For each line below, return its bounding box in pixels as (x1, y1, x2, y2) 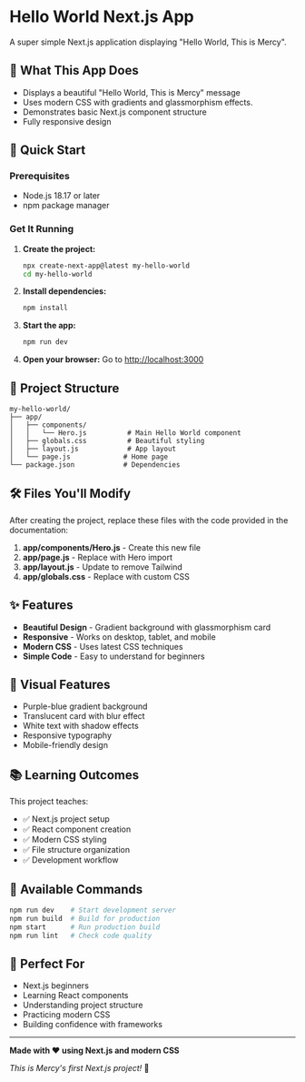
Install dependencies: (22, 286, 107, 297)
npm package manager (22, 200, 110, 211)
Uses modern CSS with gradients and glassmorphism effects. (22, 96, 253, 107)
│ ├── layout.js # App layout (9, 444, 177, 454)
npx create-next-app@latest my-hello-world (22, 261, 191, 270)
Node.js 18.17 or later (22, 190, 101, 201)
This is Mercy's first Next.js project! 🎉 (9, 1063, 150, 1074)
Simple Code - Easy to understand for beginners (22, 651, 206, 662)
